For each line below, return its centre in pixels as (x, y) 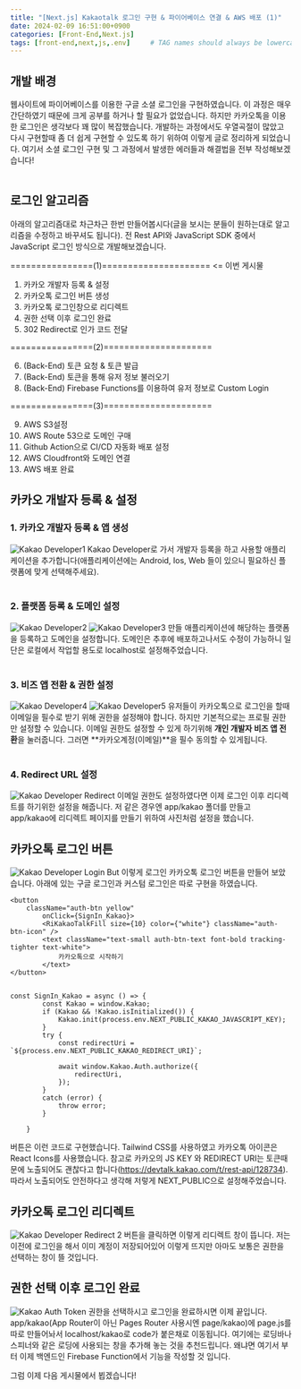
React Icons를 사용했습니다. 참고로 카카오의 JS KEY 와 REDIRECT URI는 (137, 1158)
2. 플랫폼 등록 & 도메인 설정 (65, 606)
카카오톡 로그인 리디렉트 (72, 1211)
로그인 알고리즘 (50, 201)
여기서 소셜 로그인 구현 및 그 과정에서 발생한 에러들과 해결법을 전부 (137, 150)
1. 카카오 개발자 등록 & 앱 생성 (69, 527)
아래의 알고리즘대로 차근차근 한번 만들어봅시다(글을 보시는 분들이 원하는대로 (142, 224)
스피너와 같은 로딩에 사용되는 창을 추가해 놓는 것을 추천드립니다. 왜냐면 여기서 (145, 1345)
